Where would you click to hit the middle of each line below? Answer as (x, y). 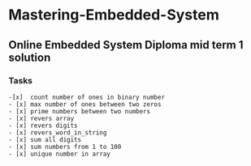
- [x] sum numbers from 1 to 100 (65, 147)
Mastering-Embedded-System (114, 15)
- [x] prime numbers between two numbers (80, 111)
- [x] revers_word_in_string (58, 132)
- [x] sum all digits (45, 139)
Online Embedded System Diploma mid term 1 (126, 45)
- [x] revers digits (43, 126)
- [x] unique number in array (60, 154)
